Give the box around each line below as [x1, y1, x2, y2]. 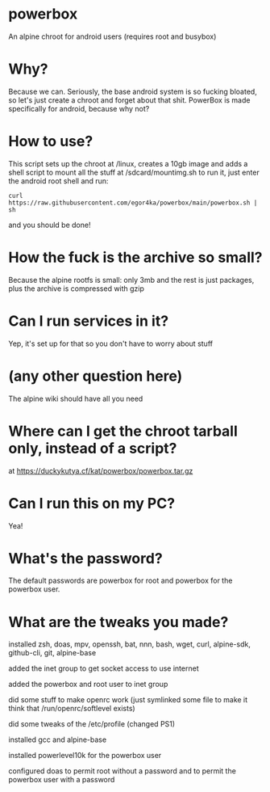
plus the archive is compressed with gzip [8, 284, 145, 293]
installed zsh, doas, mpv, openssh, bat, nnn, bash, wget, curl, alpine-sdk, [8, 639, 251, 649]
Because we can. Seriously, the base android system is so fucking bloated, [8, 86, 258, 96]
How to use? [8, 133, 93, 150]
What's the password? [8, 549, 163, 567]
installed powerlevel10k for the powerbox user [8, 751, 162, 760]
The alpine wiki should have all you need [8, 394, 143, 403]
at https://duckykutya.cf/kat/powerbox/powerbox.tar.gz [8, 466, 193, 475]
